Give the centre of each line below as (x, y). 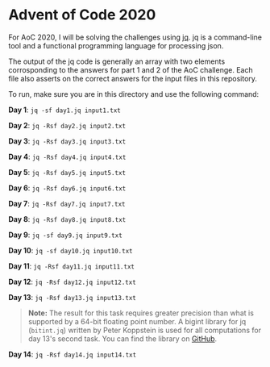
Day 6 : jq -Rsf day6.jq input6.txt (67, 188)
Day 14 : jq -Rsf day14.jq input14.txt (73, 354)
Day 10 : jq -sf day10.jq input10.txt (71, 250)
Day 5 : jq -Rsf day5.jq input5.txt (67, 172)
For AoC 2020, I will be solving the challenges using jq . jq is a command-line (135, 37)
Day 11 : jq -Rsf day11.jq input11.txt (72, 266)
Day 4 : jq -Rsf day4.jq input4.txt (67, 156)
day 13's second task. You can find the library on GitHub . (123, 338)
